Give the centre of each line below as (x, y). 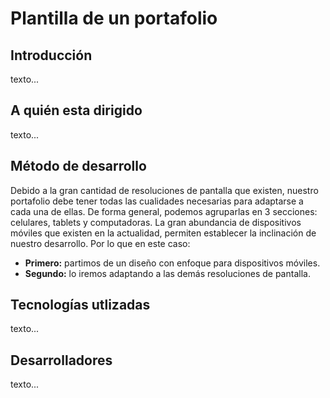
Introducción (51, 55)
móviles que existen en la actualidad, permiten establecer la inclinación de (163, 233)
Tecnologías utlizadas (80, 305)
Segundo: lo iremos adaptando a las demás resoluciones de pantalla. (167, 273)
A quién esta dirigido (76, 110)
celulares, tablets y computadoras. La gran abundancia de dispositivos (156, 222)
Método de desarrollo (78, 166)
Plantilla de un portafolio (114, 18)
